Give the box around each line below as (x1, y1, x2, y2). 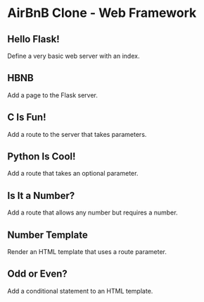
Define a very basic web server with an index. (7, 52, 140, 60)
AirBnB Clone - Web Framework (7, 5, 197, 21)
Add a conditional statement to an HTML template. (7, 286, 153, 295)
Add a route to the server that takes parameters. (7, 130, 147, 138)
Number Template (7, 229, 88, 241)
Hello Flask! (7, 33, 60, 45)
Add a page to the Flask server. (7, 90, 98, 99)
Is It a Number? (7, 189, 75, 202)
